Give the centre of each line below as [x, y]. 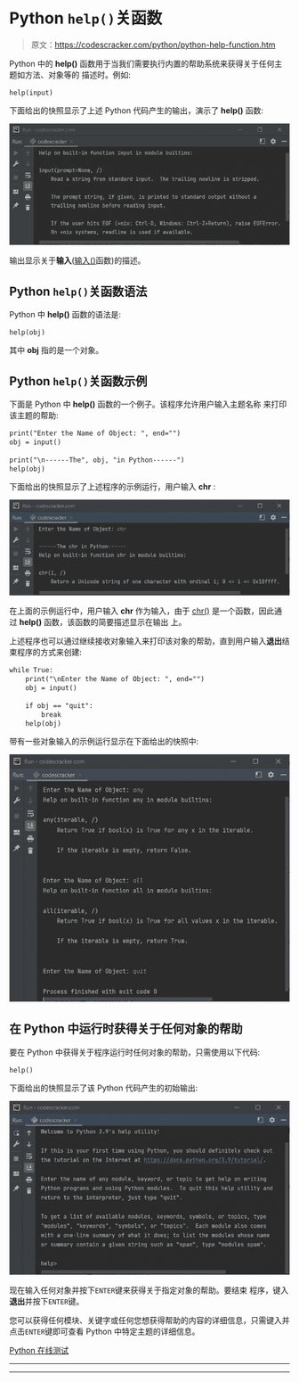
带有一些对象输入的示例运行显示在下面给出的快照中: [104, 742]
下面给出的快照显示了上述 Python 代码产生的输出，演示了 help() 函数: [137, 110]
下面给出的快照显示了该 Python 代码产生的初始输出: [104, 1088]
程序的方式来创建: [49, 653]
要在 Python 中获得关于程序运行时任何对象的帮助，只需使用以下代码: [135, 1052]
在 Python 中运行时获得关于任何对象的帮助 [126, 1029]
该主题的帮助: [34, 415]
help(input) [31, 93]
